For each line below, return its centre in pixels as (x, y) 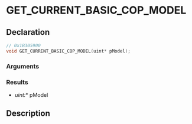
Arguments (23, 66)
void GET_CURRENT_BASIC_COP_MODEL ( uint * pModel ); (69, 51)
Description (28, 114)
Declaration (28, 32)
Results (17, 82)
